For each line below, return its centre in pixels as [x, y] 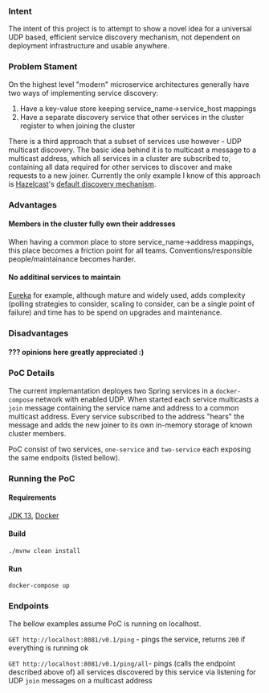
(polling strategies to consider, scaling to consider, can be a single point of [132, 303]
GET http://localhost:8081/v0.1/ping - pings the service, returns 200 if [127, 639]
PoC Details [31, 373]
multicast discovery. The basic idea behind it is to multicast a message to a [132, 150]
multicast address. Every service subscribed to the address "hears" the [126, 416]
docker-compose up [39, 586]
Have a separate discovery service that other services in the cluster [132, 117]
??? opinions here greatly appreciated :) [76, 353]
